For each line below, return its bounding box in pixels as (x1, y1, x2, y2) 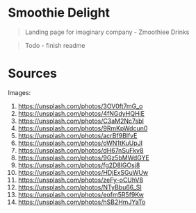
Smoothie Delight (8, 5, 111, 21)
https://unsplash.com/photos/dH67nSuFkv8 (17, 146, 144, 154)
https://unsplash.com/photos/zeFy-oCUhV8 (17, 176, 144, 184)
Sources (8, 66, 58, 81)
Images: (8, 88, 31, 96)
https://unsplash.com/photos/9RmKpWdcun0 (17, 123, 148, 133)
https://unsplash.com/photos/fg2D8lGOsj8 (17, 161, 140, 169)
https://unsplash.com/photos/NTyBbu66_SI (17, 182, 142, 191)
